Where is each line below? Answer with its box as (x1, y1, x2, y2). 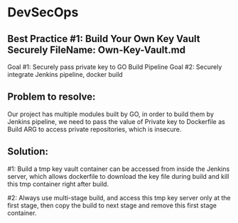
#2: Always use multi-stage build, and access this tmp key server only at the (7, 193, 231, 202)
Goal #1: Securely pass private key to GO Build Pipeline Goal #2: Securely (7, 63, 222, 71)
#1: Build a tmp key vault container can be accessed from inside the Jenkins (7, 165, 230, 173)
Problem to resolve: (7, 90, 96, 103)
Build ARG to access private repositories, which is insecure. (7, 125, 182, 133)
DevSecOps (7, 4, 79, 21)
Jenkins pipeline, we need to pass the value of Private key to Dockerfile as (7, 117, 225, 125)
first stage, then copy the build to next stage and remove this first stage (7, 201, 217, 209)
